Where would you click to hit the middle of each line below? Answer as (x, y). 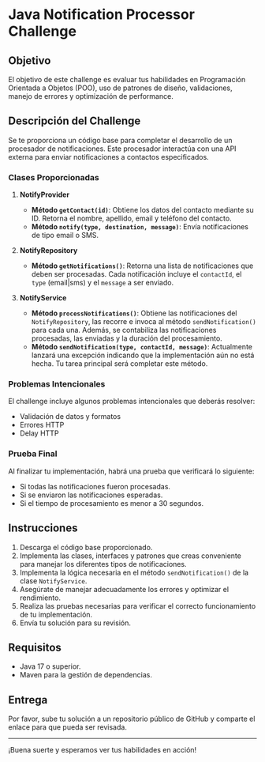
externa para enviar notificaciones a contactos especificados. (108, 157)
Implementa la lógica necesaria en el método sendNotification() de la (134, 572)
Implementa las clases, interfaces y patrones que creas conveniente (131, 556)
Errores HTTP (42, 425)
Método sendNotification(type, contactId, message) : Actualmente (142, 347)
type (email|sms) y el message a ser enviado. (103, 283)
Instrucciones (43, 528)
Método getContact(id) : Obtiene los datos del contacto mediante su (142, 210)
